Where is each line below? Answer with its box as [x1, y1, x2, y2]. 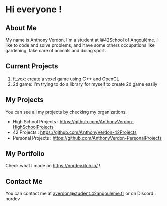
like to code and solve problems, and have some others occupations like [5, 42, 155, 48]
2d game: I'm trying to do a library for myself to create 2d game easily [12, 81, 158, 87]
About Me [5, 24, 37, 32]
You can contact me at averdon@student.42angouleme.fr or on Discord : [5, 190, 156, 197]
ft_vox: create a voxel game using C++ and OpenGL [12, 76, 119, 82]
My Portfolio [5, 150, 45, 158]
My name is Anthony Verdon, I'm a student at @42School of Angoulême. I [5, 37, 158, 43]
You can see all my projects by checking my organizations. [5, 109, 127, 115]
